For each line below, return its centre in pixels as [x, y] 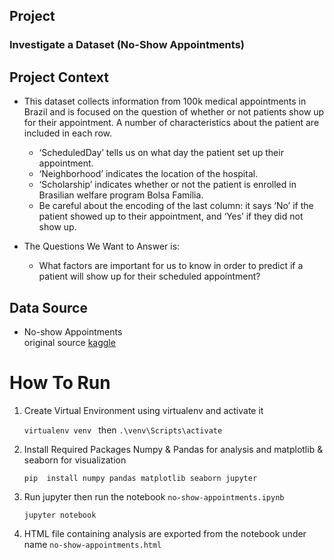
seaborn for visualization [75, 460]
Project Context [59, 77]
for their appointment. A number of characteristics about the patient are [171, 123]
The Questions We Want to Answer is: [102, 246]
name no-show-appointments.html [92, 544]
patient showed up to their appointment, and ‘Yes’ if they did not [171, 216]
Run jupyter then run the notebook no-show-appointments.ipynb [154, 496]
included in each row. [67, 133]
